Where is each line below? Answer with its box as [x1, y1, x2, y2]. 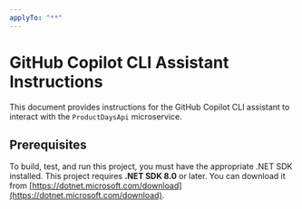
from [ [9, 180, 33, 191]
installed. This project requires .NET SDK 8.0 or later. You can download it [9, 171, 286, 182]
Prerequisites [9, 137, 87, 152]
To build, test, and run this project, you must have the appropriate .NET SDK [9, 161, 293, 172]
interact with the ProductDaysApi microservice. [9, 110, 183, 122]
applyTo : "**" [9, 13, 63, 23]
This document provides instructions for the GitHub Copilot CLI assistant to [9, 101, 290, 112]
